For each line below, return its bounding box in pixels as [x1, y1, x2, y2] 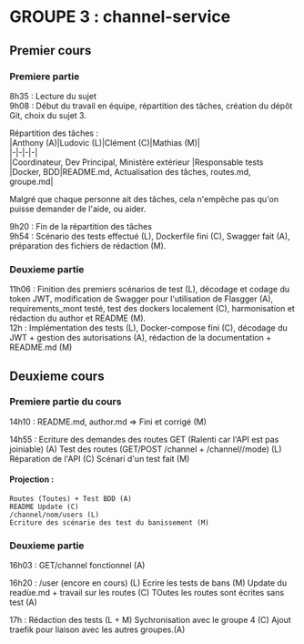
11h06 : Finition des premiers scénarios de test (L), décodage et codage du [9, 284, 290, 295]
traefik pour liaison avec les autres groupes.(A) [9, 624, 186, 635]
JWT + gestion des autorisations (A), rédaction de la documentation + [9, 332, 271, 343]
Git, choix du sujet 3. [9, 109, 86, 120]
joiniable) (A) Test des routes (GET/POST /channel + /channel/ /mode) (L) [9, 444, 282, 455]
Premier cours [9, 43, 92, 58]
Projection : [9, 474, 55, 485]
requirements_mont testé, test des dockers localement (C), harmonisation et [9, 303, 296, 314]
